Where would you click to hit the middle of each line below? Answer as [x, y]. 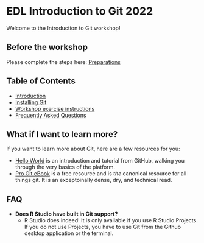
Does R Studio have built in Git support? [66, 214]
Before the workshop [47, 47]
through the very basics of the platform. [65, 167]
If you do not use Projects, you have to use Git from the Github [103, 227]
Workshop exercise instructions [55, 108]
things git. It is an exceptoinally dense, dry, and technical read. [93, 180]
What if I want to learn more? [62, 134]
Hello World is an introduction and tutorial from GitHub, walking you [100, 161]
